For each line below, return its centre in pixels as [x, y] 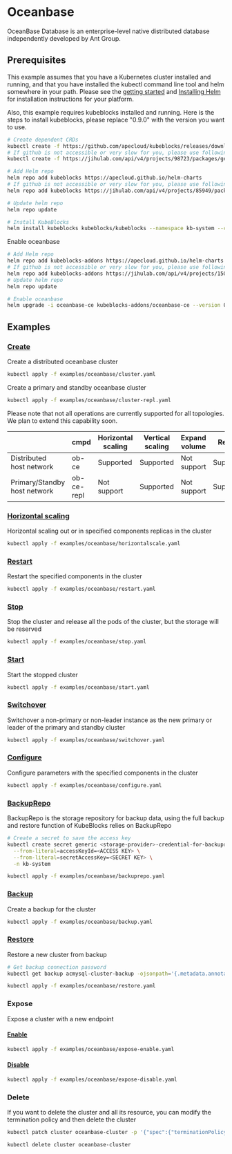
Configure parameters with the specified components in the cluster [103, 773]
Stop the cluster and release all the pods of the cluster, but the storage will [113, 622]
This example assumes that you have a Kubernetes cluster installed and [109, 77]
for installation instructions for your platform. [71, 99]
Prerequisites [37, 60]
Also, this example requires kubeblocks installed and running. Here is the [111, 112]
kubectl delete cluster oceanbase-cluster [69, 1144]
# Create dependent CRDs [43, 140]
